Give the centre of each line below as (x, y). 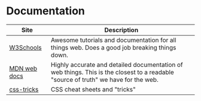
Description (121, 30)
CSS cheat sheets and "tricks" (93, 89)
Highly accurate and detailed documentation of (117, 65)
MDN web (23, 68)
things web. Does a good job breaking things (113, 47)
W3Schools (25, 47)
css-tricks (24, 89)
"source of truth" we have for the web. (104, 79)
